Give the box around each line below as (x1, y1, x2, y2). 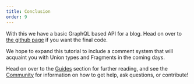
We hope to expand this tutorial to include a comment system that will (6, 47, 174, 54)
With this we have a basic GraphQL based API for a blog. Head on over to (6, 30, 182, 37)
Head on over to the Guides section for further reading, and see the (6, 65, 168, 72)
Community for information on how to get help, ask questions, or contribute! (6, 71, 189, 78)
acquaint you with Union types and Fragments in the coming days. (6, 54, 165, 61)
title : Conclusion (6, 8, 51, 15)
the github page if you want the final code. (6, 36, 108, 43)
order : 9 (6, 14, 27, 20)
